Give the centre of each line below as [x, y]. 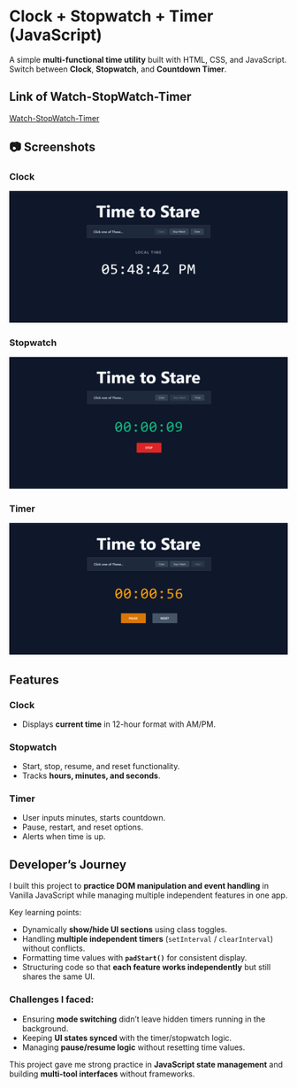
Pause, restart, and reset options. [83, 827]
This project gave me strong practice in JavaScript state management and [146, 1064]
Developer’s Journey [68, 864]
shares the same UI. [58, 976]
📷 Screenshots [52, 147]
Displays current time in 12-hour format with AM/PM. [119, 724]
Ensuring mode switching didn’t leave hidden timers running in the [144, 1019]
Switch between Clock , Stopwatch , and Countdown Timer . [118, 69]
